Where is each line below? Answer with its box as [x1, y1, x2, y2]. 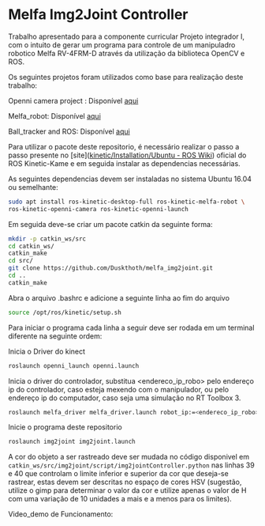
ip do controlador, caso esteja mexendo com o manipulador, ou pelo [8, 384, 230, 394]
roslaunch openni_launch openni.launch [8, 361, 140, 369]
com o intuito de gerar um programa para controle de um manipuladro [8, 40, 236, 49]
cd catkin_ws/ [8, 242, 55, 250]
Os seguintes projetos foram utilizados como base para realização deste [8, 72, 244, 81]
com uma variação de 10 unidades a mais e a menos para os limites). [8, 494, 233, 504]
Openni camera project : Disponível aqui [8, 96, 139, 105]
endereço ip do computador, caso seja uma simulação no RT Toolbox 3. [8, 393, 241, 403]
